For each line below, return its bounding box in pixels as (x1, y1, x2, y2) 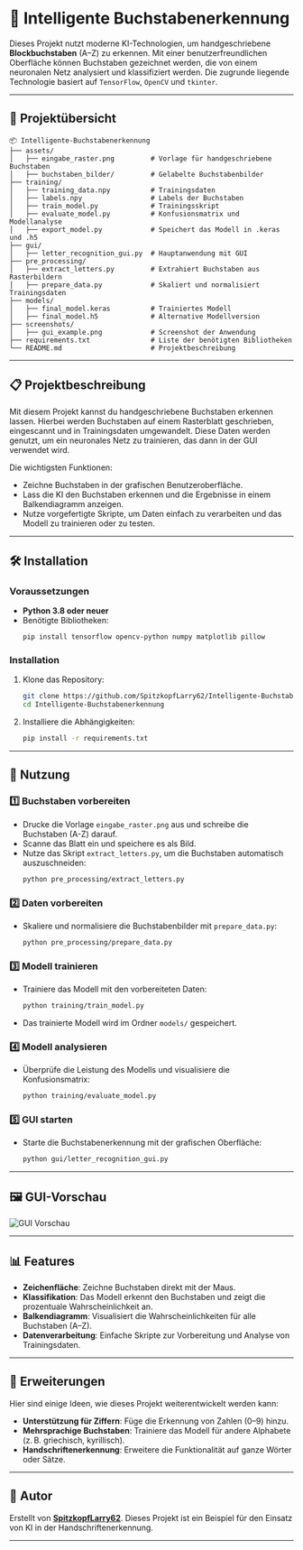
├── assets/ (9, 146, 54, 155)
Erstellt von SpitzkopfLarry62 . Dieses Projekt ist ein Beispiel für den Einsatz (9, 1512, 293, 1523)
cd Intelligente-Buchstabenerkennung (22, 700, 165, 709)
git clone (22, 692, 60, 701)
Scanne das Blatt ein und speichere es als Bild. (22, 838, 197, 849)
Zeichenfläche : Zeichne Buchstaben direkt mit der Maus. (22, 1281, 236, 1293)
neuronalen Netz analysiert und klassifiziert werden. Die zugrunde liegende (9, 67, 290, 78)
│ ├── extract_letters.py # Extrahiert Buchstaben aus (9, 264, 260, 273)
